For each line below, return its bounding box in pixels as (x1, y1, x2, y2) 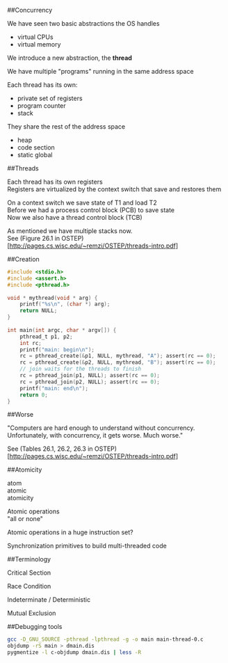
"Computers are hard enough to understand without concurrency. (7, 424, 195, 432)
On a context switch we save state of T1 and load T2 (7, 198, 158, 207)
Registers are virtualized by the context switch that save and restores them (7, 185, 222, 193)
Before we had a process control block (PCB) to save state (7, 206, 175, 214)
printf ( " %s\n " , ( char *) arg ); (19, 301, 111, 308)
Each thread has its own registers (7, 177, 103, 186)
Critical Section (7, 568, 51, 577)
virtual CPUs (17, 33, 54, 41)
